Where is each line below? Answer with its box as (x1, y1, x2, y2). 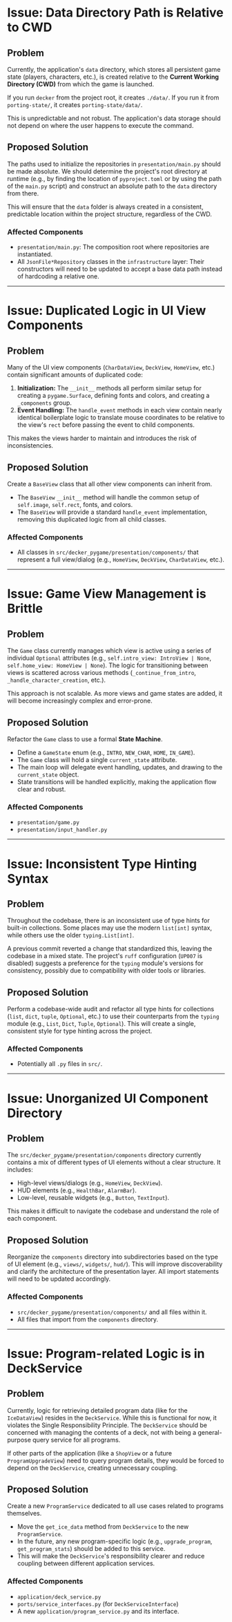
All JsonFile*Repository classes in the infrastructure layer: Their (17, 258, 205, 266)
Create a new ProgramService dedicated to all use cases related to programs (7, 1502, 224, 1510)
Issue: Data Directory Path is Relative (7, 5, 224, 21)
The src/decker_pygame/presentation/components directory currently (7, 1151, 202, 1159)
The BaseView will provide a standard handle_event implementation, (17, 508, 208, 516)
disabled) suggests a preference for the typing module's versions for (7, 959, 204, 968)
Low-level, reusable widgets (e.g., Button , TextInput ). (17, 1194, 170, 1202)
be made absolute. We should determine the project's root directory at (7, 167, 207, 175)
